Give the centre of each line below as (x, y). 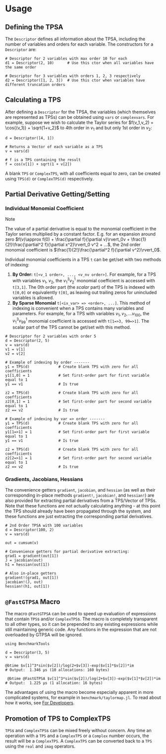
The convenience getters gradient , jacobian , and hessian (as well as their (80, 490)
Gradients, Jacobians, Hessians (44, 479)
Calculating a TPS (33, 100)
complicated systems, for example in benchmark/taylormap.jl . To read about (83, 698)
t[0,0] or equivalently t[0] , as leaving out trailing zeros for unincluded (84, 292)
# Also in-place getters (31, 574)
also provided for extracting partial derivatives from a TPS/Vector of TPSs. (81, 501)
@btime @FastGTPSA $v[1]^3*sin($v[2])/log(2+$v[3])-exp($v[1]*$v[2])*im (84, 679)
